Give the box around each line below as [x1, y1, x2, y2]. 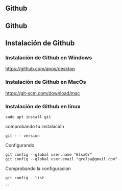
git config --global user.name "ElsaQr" [5, 152, 93, 157]
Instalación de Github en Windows [5, 54, 92, 61]
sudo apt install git [5, 114, 52, 120]
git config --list [5, 176, 44, 181]
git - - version [5, 133, 40, 138]
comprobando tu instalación [5, 124, 65, 130]
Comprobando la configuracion [5, 165, 71, 172]
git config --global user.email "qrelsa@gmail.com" [5, 157, 117, 162]
